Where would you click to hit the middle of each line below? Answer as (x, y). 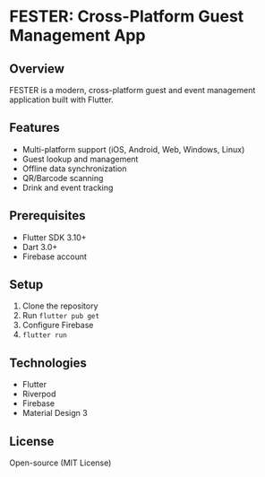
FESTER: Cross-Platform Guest (127, 17)
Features (34, 128)
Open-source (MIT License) (60, 463)
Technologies (48, 363)
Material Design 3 (55, 413)
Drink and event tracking (68, 187)
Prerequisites (47, 216)
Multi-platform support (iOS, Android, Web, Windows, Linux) (133, 149)
